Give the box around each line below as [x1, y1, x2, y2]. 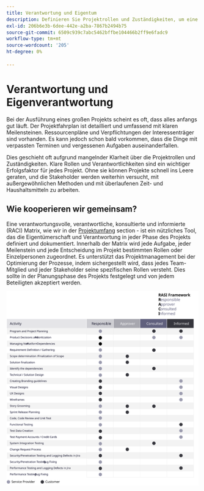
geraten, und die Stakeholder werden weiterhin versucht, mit [6, 173, 159, 180]
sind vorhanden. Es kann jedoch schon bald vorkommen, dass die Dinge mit [6, 135, 197, 142]
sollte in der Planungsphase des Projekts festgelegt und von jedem [6, 272, 175, 280]
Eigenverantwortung [6, 95, 114, 109]
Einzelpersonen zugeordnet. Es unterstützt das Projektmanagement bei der [6, 253, 195, 260]
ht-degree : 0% [6, 49, 43, 55]
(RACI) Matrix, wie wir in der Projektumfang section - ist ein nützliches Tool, [6, 227, 197, 234]
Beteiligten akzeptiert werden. [6, 279, 82, 286]
